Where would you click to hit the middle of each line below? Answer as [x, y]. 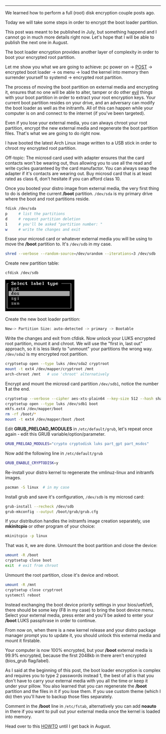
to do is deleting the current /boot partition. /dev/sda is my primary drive [79, 194]
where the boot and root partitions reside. [47, 199]
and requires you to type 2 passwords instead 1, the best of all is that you [80, 675]
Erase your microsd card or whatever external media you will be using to [79, 239]
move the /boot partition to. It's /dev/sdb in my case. [59, 244]
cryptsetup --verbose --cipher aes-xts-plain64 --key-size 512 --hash [79, 399]
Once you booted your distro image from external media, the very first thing [82, 188]
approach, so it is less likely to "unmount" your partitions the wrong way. [79, 349]
